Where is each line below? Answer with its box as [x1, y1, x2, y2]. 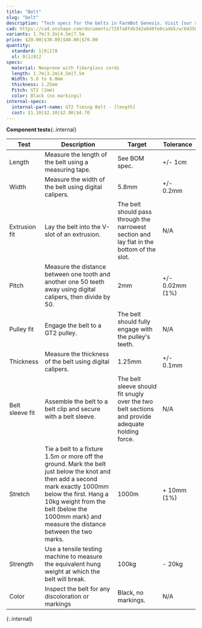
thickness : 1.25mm [11, 82, 58, 88]
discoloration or [44, 592, 89, 601]
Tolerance [163, 140, 192, 149]
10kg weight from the [44, 497, 106, 506]
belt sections [117, 405, 155, 413]
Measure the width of [44, 175, 105, 184]
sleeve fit [9, 409, 35, 417]
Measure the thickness [44, 350, 109, 358]
